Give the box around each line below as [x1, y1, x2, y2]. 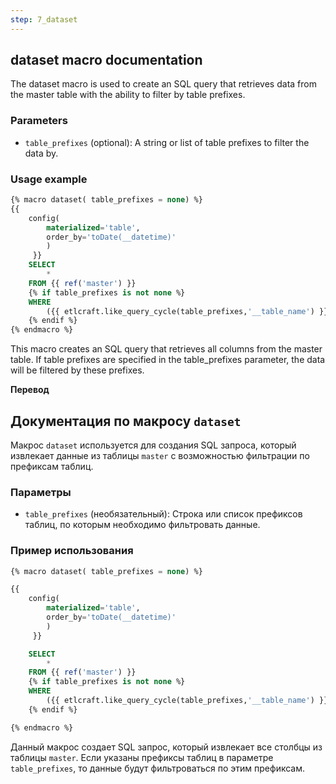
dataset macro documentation [10, 52, 203, 69]
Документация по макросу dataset [10, 412, 242, 430]
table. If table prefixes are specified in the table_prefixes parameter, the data [10, 354, 326, 366]
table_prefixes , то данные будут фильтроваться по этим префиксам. [10, 762, 306, 774]
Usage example [10, 172, 88, 186]
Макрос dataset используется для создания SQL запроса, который [10, 439, 297, 451]
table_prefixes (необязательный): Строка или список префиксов [24, 508, 303, 520]
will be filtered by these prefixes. [10, 364, 145, 376]
